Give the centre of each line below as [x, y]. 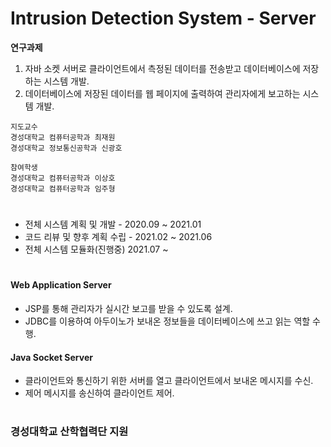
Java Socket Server [51, 357]
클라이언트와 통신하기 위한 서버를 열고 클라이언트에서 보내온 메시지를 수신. [169, 381]
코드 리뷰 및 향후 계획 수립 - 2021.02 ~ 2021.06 [118, 237]
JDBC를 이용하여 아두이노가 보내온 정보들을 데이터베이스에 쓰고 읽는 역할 [167, 321]
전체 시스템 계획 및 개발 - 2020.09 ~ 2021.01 [113, 224]
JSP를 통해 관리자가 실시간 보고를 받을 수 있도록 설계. [128, 308]
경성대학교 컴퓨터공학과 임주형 [63, 188]
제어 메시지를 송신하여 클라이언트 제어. [99, 393]
